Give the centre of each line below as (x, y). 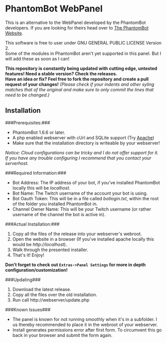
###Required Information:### (36, 173)
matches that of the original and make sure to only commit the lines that (80, 89)
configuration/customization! (36, 270)
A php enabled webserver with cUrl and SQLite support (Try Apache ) (83, 137)
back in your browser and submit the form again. (62, 335)
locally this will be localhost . (41, 188)
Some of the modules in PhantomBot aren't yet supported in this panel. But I (83, 53)
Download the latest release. (42, 289)
